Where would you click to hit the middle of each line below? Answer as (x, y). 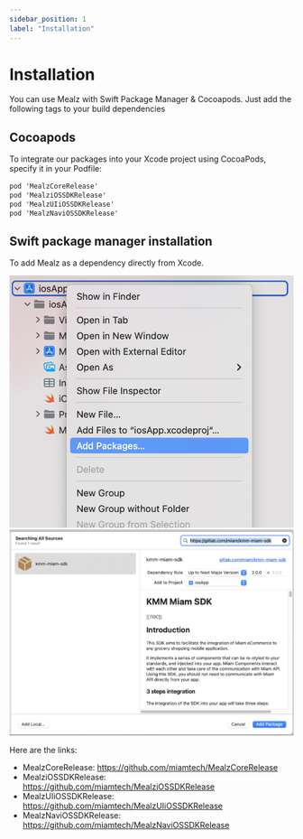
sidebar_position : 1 (48, 19)
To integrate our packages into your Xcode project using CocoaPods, (138, 159)
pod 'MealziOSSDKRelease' (58, 196)
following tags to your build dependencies (87, 109)
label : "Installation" (52, 28)
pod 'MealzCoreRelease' (54, 186)
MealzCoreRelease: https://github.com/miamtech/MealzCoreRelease (150, 768)
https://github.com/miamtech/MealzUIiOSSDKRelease (123, 806)
